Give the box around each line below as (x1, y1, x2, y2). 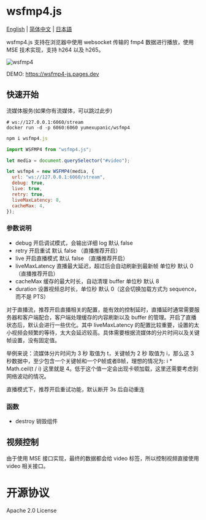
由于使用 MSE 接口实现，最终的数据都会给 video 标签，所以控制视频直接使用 (6, 454, 199, 462)
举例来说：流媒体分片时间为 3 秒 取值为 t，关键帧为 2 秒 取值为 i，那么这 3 (6, 350, 194, 357)
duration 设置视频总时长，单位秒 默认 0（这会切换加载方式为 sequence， (15, 285, 200, 292)
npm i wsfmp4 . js (6, 135, 48, 142)
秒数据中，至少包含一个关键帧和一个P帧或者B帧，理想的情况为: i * (6, 357, 173, 364)
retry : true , (12, 191, 45, 197)
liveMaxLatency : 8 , (12, 197, 62, 203)
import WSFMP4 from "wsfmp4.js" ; (6, 146, 92, 153)
